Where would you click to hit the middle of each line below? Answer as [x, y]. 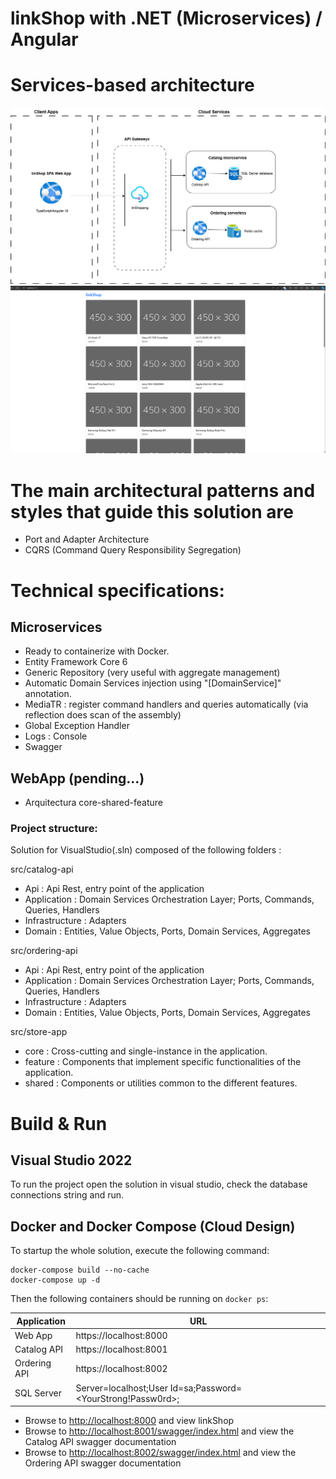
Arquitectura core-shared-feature [94, 803]
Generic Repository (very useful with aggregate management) [152, 673]
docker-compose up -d [55, 1280]
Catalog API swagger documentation [100, 1442]
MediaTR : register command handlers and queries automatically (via [166, 704]
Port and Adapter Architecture [87, 539]
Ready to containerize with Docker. [97, 651]
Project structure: [54, 829]
